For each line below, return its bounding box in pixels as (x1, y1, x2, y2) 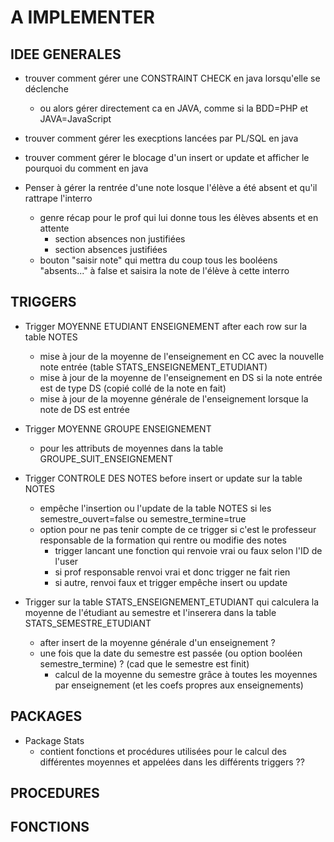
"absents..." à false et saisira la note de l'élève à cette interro (39, 265, 290, 276)
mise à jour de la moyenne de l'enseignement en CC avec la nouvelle (39, 350, 325, 362)
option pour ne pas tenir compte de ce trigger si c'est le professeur (39, 523, 317, 535)
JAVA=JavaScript (39, 113, 112, 125)
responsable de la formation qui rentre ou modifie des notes (39, 534, 287, 546)
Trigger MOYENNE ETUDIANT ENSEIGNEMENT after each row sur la (24, 320, 308, 332)
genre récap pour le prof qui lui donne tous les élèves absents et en (39, 212, 319, 223)
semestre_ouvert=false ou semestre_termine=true (39, 512, 247, 525)
